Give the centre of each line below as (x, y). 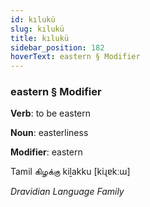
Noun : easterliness (49, 133)
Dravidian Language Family (67, 192)
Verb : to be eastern (51, 113)
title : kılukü (40, 38)
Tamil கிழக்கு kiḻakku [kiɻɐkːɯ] (70, 172)
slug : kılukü (37, 29)
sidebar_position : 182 (57, 47)
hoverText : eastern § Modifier (75, 57)
